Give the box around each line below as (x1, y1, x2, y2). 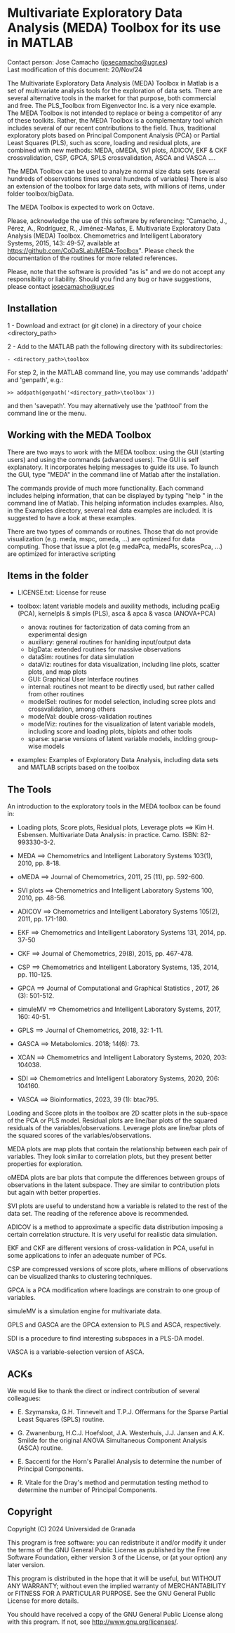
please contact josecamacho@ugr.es (7, 282, 114, 290)
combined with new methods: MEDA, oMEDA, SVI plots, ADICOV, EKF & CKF (7, 146, 228, 154)
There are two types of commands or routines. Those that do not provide (7, 527, 219, 536)
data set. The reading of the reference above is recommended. (7, 1209, 189, 1218)
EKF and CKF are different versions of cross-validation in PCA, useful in (7, 1244, 214, 1252)
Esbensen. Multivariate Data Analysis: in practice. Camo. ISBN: (17, 831, 199, 839)
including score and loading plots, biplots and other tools (27, 727, 193, 736)
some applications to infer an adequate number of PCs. (7, 1252, 167, 1260)
